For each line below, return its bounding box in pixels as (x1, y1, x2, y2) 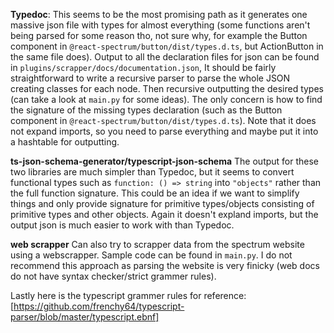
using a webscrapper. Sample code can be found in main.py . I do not (10, 249, 293, 261)
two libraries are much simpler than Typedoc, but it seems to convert (10, 166, 295, 178)
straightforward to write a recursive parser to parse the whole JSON (10, 72, 291, 84)
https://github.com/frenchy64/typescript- (13, 300, 185, 312)
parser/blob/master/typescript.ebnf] (10, 311, 160, 323)
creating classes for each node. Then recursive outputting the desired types (10, 83, 324, 94)
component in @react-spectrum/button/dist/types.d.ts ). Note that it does (10, 115, 317, 126)
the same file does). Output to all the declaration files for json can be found (10, 51, 320, 63)
